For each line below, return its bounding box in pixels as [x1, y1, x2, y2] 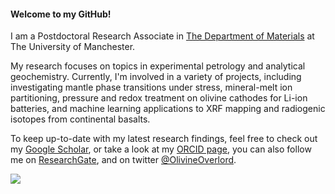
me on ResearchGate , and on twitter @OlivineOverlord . [10, 154, 237, 166]
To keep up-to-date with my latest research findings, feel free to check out [10, 133, 318, 145]
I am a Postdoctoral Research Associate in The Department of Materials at [10, 30, 315, 42]
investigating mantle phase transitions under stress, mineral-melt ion [10, 81, 293, 94]
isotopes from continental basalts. [10, 113, 151, 125]
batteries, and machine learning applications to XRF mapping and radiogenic [10, 103, 326, 115]
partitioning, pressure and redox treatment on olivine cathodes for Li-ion [10, 92, 308, 104]
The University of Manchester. [10, 41, 136, 53]
